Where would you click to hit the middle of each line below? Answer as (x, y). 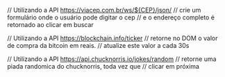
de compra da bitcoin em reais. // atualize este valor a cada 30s (98, 45)
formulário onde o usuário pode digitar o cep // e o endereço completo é (111, 17)
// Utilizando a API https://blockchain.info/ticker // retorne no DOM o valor (112, 38)
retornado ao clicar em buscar (50, 25)
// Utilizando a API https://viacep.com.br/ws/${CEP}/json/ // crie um (104, 10)
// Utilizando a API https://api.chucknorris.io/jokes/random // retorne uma (112, 59)
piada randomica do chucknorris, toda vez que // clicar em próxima (103, 66)
